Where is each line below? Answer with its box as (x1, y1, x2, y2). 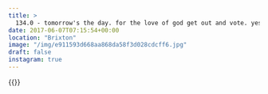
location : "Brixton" (8, 33, 77, 42)
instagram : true (8, 56, 62, 64)
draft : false (8, 48, 52, 56)
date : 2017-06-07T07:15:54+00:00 (8, 26, 120, 34)
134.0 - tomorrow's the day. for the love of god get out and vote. (15, 19, 248, 27)
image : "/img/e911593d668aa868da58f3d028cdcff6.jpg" (8, 41, 187, 49)
